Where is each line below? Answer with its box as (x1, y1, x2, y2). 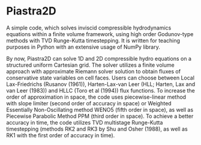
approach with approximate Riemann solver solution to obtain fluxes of (6, 67, 181, 75)
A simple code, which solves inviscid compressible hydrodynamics (6, 24, 172, 31)
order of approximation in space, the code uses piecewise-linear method (6, 93, 187, 100)
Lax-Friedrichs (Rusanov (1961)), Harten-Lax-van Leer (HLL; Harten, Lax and (6, 80, 196, 88)
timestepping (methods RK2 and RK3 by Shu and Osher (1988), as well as (6, 125, 188, 132)
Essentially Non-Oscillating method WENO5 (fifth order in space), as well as (6, 106, 194, 113)
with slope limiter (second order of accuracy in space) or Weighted (6, 99, 172, 106)
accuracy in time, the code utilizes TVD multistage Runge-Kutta (6, 119, 163, 126)
